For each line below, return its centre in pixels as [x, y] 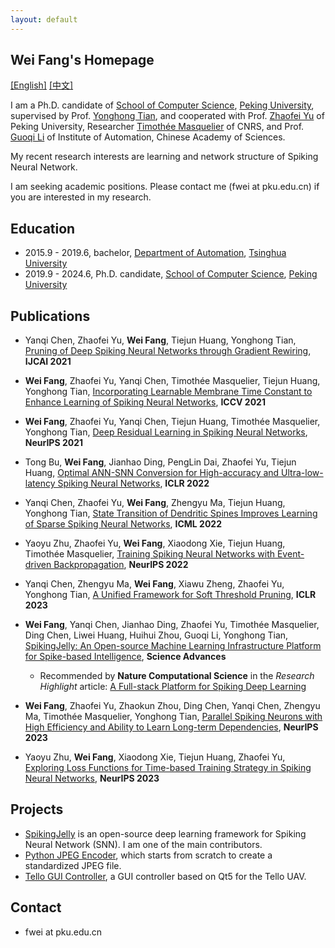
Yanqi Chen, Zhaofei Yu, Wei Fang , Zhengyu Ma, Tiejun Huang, [155, 503]
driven [38, 565]
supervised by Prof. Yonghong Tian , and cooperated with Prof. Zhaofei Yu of [167, 116]
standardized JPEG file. [73, 865]
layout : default [44, 19]
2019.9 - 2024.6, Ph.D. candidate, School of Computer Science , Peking [171, 274]
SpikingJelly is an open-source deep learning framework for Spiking [165, 833]
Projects [37, 809]
